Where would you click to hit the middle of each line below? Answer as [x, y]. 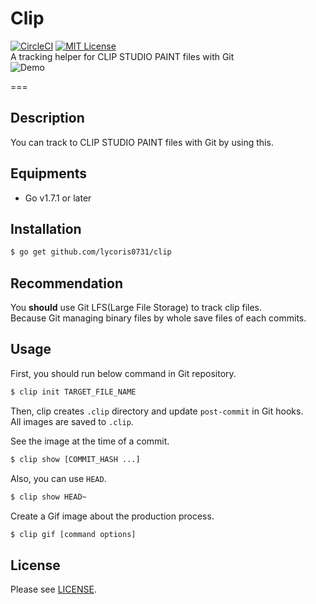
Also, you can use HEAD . [58, 478]
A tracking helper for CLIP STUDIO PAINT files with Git [122, 56]
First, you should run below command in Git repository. [123, 373]
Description [47, 118]
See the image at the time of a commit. [90, 441]
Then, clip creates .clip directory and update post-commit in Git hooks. [157, 411]
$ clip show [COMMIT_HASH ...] [75, 459]
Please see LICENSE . [53, 589]
